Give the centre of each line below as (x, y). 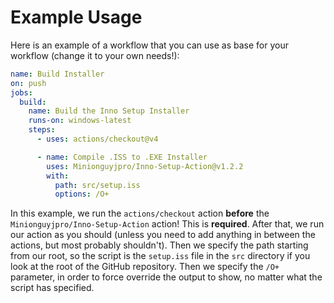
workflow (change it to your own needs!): (95, 55)
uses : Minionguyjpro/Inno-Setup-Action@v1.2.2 (145, 166)
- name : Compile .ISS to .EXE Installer (122, 157)
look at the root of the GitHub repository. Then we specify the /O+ (145, 267)
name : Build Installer (57, 74)
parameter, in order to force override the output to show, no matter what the (166, 277)
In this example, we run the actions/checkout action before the (140, 213)
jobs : (21, 92)
